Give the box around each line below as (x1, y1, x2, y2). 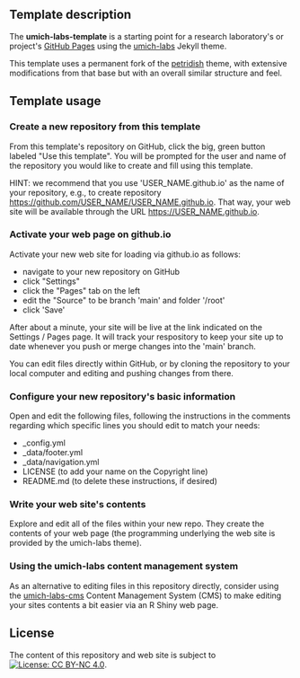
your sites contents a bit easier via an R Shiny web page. (9, 599, 218, 610)
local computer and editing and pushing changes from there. (9, 367, 234, 378)
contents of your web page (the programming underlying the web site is (9, 528, 276, 539)
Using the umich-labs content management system (9, 560, 239, 573)
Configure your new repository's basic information (9, 390, 236, 402)
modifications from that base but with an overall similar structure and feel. (9, 67, 283, 78)
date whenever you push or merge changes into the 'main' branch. (9, 340, 256, 351)
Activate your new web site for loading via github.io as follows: (9, 249, 241, 260)
